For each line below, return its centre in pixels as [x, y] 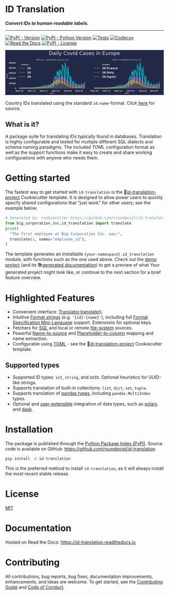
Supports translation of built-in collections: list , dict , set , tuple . [80, 388]
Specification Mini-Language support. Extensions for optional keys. [82, 322]
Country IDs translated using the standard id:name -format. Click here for [80, 103]
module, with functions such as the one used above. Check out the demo [81, 260]
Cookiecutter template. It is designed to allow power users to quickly [92, 198]
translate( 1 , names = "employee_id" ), [48, 239]
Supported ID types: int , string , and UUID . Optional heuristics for [80, 377]
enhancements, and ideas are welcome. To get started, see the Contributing [84, 581]
